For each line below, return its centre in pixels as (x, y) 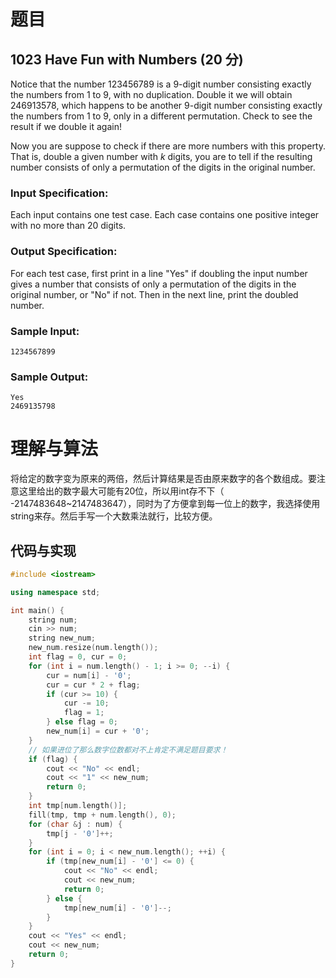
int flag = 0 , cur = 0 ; (78, 657)
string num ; (53, 620)
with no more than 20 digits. (68, 226)
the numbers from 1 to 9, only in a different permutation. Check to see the (161, 116)
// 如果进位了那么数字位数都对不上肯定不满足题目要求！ (128, 750)
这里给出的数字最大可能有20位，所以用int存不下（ (121, 491)
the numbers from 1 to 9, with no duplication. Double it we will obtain (151, 94)
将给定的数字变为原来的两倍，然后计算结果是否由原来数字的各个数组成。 (159, 479)
